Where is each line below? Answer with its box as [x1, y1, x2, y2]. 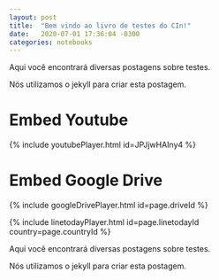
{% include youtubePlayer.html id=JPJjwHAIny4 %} [9, 139, 197, 151]
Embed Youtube [9, 110, 129, 130]
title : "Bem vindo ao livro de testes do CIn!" [9, 21, 192, 30]
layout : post [9, 12, 57, 22]
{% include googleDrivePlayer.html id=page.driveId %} [9, 200, 209, 211]
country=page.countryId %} [9, 227, 111, 237]
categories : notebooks [9, 37, 93, 47]
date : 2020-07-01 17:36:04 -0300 [9, 29, 140, 38]
